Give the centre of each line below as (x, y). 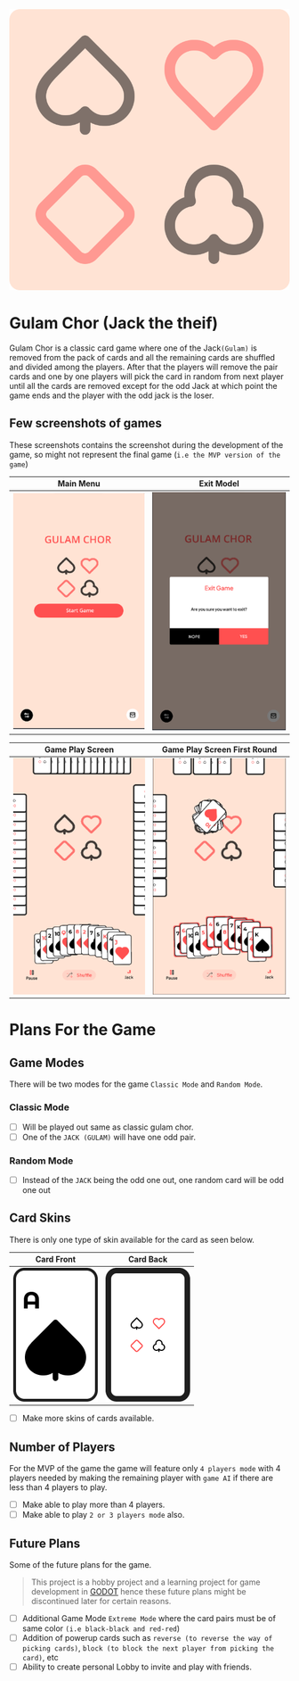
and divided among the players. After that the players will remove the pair (144, 367)
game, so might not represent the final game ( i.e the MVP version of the (145, 454)
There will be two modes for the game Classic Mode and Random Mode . (136, 1084)
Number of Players (62, 1447)
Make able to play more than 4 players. (93, 1505)
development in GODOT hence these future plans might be (138, 1591)
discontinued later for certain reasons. (101, 1601)
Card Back (148, 1259)
